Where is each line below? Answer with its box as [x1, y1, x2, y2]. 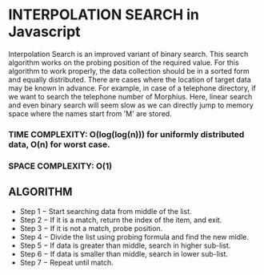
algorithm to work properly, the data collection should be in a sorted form [8, 66, 250, 75]
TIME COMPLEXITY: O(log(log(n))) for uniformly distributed [8, 128, 245, 140]
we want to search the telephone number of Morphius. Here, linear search [8, 91, 253, 101]
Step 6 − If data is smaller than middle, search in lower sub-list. [19, 249, 229, 258]
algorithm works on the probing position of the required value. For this [8, 58, 239, 67]
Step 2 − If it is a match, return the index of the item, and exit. [19, 215, 222, 224]
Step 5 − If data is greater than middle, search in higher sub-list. [19, 241, 231, 250]
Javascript [8, 22, 82, 41]
